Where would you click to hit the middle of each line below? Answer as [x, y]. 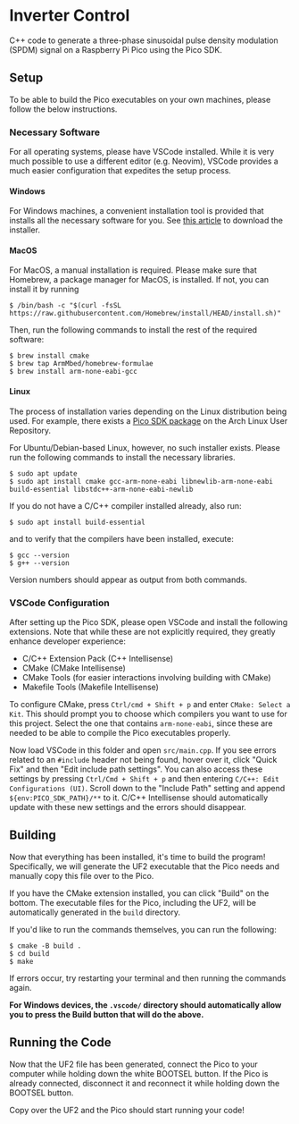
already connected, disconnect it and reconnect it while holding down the [145, 1083]
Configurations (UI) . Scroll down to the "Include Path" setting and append [147, 788]
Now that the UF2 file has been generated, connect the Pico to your [134, 1064]
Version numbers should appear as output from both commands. [128, 579]
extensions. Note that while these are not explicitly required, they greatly [142, 631]
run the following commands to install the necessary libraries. [122, 457]
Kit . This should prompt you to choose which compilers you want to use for [149, 714]
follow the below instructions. [63, 109]
